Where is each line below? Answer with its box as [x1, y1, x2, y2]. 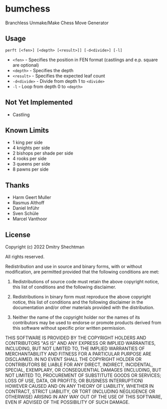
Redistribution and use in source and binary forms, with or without [5, 264, 142, 269]
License [5, 230, 31, 239]
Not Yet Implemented [5, 98, 73, 107]
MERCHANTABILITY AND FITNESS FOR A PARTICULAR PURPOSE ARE [5, 351, 152, 356]
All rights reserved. [5, 253, 45, 260]
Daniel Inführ [12, 205, 39, 211]
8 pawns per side [12, 166, 49, 172]
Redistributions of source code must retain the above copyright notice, [12, 279, 159, 284]
